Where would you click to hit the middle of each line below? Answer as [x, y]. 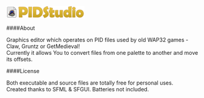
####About [21, 28]
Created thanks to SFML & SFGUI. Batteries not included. [78, 89]
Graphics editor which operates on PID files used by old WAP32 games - [97, 40]
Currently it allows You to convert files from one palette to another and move [102, 53]
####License [23, 71]
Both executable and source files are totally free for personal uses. [90, 83]
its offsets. [19, 59]
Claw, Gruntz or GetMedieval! [43, 46]
